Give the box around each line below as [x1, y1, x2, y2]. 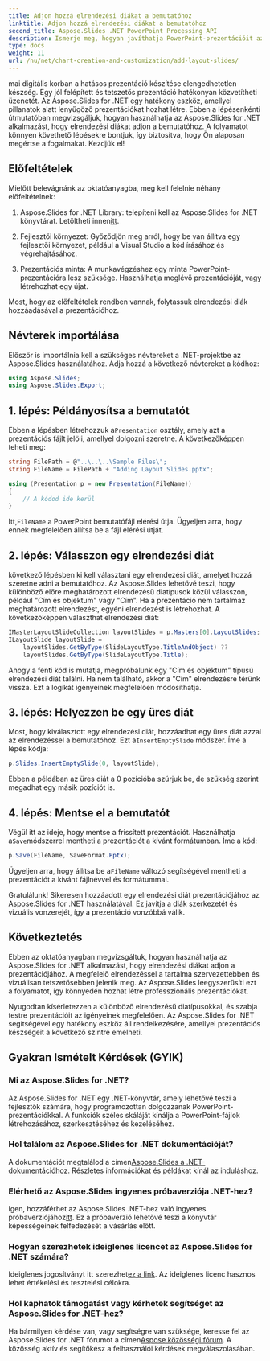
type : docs [8, 42, 45, 50]
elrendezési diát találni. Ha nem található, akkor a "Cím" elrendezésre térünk [8, 673, 261, 684]
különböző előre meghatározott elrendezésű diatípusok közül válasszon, [8, 587, 247, 597]
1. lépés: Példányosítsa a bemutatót [8, 404, 190, 417]
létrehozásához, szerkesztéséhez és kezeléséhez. [8, 1119, 174, 1129]
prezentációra [19, 273, 67, 282]
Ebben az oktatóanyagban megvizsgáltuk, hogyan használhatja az [8, 952, 227, 961]
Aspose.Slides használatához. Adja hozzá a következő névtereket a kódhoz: [8, 359, 260, 368]
